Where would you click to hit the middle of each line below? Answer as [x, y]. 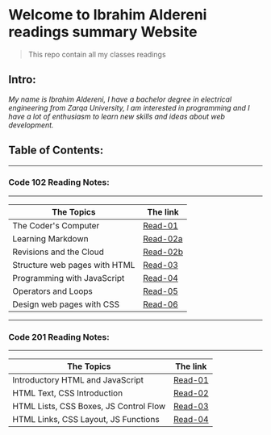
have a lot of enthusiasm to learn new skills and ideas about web [117, 116]
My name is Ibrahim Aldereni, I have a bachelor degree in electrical [120, 99]
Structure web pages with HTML [74, 265]
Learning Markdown [50, 238]
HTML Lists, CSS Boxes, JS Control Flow [89, 407]
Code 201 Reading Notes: [59, 337]
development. [31, 125]
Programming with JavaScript [69, 278]
